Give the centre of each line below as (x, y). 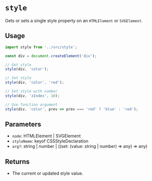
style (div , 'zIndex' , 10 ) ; (32, 96)
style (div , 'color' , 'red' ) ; (35, 83)
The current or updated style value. (48, 173)
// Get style (18, 65)
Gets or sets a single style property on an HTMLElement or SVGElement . (74, 20)
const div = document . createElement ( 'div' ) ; (51, 56)
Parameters (23, 124)
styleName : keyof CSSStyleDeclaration (50, 141)
